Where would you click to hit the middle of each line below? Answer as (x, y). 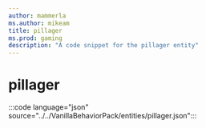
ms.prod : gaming (35, 38)
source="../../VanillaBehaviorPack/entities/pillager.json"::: (103, 116)
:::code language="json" (48, 107)
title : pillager (35, 30)
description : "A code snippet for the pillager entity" (103, 46)
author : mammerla (37, 16)
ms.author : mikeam (39, 23)
